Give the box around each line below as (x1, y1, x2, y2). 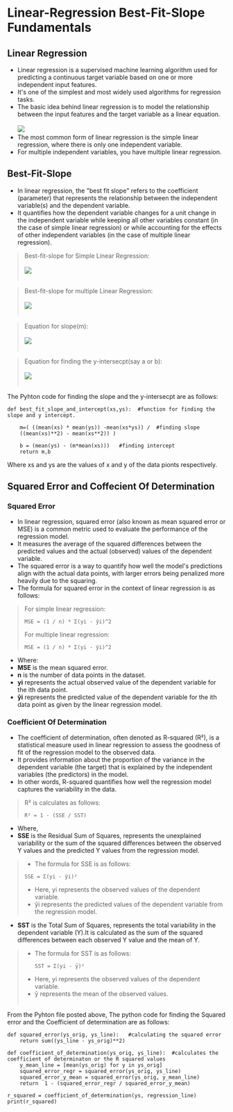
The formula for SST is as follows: (34, 949, 132, 957)
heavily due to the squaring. (17, 576, 98, 584)
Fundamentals (7, 19, 92, 35)
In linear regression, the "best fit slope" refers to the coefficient (17, 186, 198, 195)
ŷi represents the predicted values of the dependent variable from (34, 900, 223, 908)
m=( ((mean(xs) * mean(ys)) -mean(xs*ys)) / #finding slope (19, 424, 200, 431)
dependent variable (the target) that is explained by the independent (17, 762, 213, 771)
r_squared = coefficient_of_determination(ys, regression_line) (7, 1092, 197, 1099)
